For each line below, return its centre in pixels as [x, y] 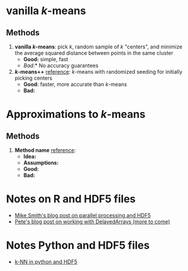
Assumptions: [41, 163]
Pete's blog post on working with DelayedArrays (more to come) [92, 222]
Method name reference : [45, 150]
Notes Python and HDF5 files [78, 245]
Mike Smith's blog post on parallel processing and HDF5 [83, 215]
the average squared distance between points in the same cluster [94, 53]
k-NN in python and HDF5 [46, 262]
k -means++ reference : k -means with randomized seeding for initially [98, 72]
